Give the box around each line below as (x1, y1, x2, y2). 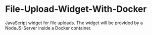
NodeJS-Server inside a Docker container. (5, 25, 92, 31)
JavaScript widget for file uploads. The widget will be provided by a (5, 20, 143, 26)
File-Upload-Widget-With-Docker (5, 3, 147, 15)
